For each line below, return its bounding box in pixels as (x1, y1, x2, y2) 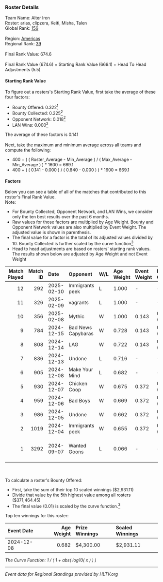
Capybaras (68, 330, 94, 337)
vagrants (68, 299, 89, 306)
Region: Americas (5, 36, 40, 41)
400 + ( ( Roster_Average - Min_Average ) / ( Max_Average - (12, 156, 132, 162)
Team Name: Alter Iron (5, 15, 50, 21)
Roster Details (5, 4, 39, 11)
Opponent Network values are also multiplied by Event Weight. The (12, 224, 147, 230)
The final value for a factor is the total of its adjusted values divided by (12, 234, 153, 240)
